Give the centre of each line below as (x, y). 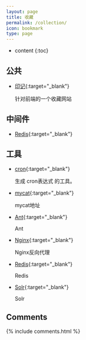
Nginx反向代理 (32, 252)
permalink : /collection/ (37, 23)
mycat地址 (27, 205)
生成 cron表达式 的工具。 (45, 181)
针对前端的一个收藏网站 (43, 98)
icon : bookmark (25, 28)
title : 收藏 (20, 17)
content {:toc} (32, 50)
